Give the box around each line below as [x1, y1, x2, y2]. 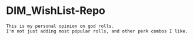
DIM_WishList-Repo [6, 4, 106, 17]
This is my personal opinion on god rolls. [6, 23, 115, 29]
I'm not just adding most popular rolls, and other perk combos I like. [6, 28, 188, 34]
